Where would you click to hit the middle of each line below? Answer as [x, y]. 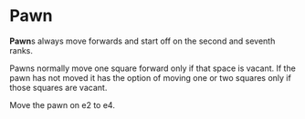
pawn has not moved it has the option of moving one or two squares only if [151, 77]
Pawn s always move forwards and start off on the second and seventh [142, 41]
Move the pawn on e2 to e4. [63, 104]
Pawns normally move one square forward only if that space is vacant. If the [153, 68]
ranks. [21, 50]
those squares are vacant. [58, 87]
